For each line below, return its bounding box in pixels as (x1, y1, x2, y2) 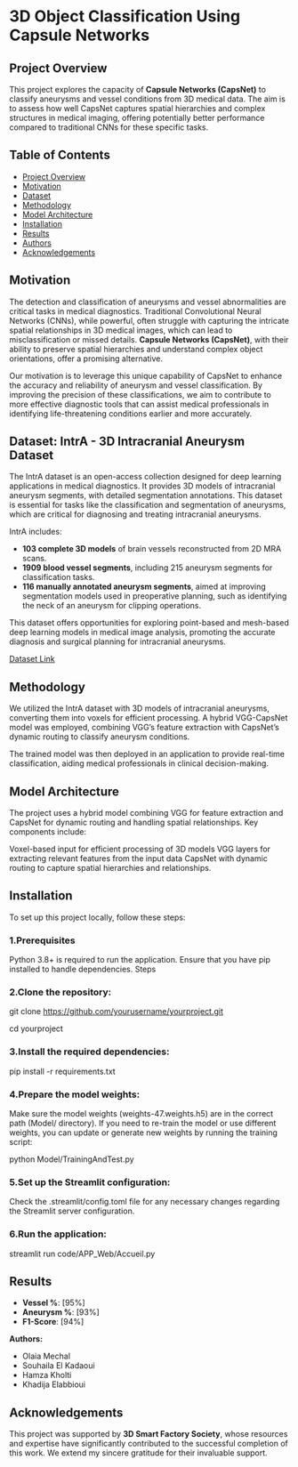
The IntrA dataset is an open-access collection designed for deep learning (9, 472, 282, 482)
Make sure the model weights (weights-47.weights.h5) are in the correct (9, 1108, 274, 1119)
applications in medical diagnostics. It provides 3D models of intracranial (9, 480, 276, 491)
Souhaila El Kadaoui (21, 1360, 95, 1371)
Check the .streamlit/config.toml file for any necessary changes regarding (9, 1197, 280, 1207)
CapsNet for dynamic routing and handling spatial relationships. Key (9, 817, 259, 828)
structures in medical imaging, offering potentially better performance (9, 113, 265, 123)
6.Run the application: (9, 1228, 107, 1240)
